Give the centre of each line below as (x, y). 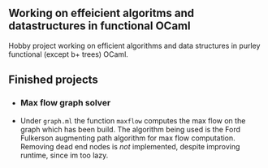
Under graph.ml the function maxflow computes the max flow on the (133, 120)
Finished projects (54, 80)
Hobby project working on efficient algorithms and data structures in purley (134, 45)
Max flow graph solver (65, 103)
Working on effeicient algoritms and (102, 13)
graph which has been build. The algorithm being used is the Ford (130, 129)
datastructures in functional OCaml (99, 26)
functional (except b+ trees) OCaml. (68, 54)
